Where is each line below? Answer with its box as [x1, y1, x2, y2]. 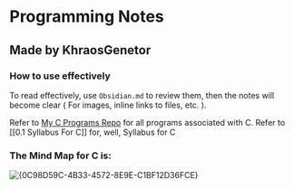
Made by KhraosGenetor [9, 43, 152, 58]
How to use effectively [9, 70, 111, 82]
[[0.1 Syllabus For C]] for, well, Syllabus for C [9, 127, 176, 137]
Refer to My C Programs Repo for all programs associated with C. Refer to [9, 117, 286, 128]
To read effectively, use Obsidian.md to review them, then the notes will [9, 90, 275, 100]
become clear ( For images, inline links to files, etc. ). [9, 99, 207, 110]
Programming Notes [9, 6, 165, 27]
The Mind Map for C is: [9, 149, 112, 162]
